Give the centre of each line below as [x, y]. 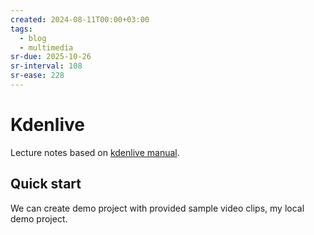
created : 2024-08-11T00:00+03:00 [80, 19]
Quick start [46, 184]
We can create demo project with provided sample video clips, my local [157, 208]
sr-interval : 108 [46, 66]
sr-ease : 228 [37, 76]
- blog [33, 38]
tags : [21, 29]
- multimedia [46, 47]
